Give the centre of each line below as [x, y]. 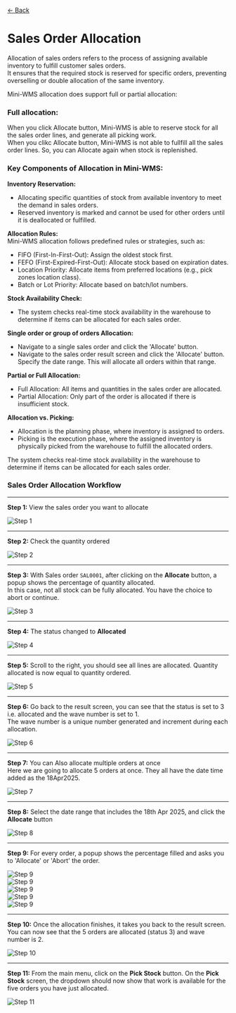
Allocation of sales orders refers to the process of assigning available [107, 58]
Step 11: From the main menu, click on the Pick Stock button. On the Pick [113, 973]
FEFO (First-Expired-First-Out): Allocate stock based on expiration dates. [123, 262]
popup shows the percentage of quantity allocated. [81, 582]
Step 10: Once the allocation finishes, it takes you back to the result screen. [117, 924]
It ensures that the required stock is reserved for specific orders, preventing [117, 73]
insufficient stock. [43, 403]
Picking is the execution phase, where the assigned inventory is [110, 439]
